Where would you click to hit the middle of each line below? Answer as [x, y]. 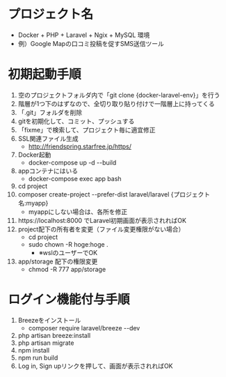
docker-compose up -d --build [72, 162]
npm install [34, 350]
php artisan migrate [46, 343]
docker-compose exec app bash [75, 178]
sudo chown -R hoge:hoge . [68, 244]
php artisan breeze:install [54, 335]
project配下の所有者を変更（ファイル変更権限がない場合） [101, 229]
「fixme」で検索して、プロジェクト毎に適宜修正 [87, 130]
